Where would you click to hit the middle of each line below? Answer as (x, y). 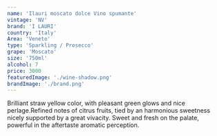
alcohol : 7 (23, 65)
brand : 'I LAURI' (32, 26)
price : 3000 (24, 71)
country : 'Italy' (32, 33)
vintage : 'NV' (28, 20)
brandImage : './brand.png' (46, 84)
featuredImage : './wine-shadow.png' (60, 77)
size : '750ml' (28, 58)
